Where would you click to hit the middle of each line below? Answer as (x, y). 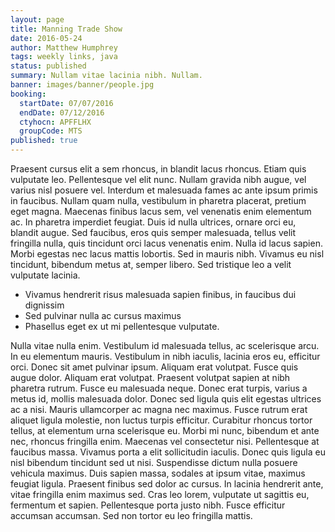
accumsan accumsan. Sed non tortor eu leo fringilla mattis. (131, 515)
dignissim (44, 305)
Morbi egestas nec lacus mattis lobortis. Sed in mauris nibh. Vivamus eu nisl (167, 254)
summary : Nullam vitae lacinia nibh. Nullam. (106, 76)
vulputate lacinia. (45, 275)
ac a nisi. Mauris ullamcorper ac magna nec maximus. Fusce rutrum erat (159, 409)
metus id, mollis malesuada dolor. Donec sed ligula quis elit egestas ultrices (166, 399)
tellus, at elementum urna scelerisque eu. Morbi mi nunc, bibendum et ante (165, 430)
